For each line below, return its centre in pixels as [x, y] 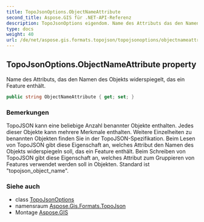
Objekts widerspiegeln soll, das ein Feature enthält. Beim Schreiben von [96, 151]
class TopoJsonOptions [45, 200]
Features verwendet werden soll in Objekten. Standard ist [78, 164]
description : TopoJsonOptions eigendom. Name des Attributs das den [95, 23]
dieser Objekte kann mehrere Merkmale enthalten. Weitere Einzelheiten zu [99, 132]
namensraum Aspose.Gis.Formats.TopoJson [70, 206]
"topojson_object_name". [37, 170]
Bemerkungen [28, 112]
